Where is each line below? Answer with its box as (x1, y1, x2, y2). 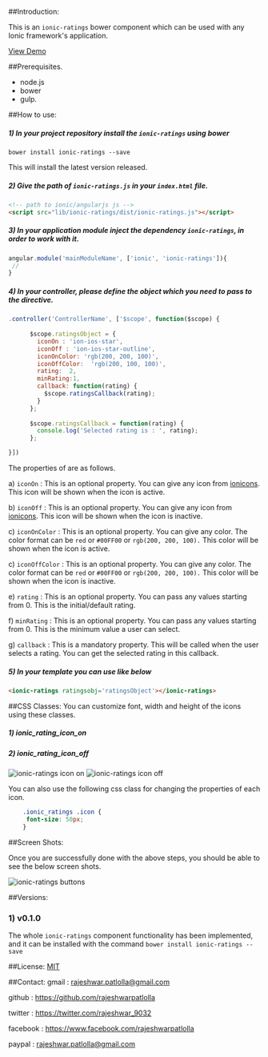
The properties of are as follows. (8, 464, 116, 472)
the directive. (8, 295, 54, 304)
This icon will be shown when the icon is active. (8, 488, 166, 496)
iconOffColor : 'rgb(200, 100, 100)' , (37, 360, 166, 368)
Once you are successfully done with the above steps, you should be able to (8, 853, 260, 862)
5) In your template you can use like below (8, 666, 152, 676)
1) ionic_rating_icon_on (8, 728, 87, 737)
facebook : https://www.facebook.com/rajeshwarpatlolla (8, 1024, 194, 1034)
